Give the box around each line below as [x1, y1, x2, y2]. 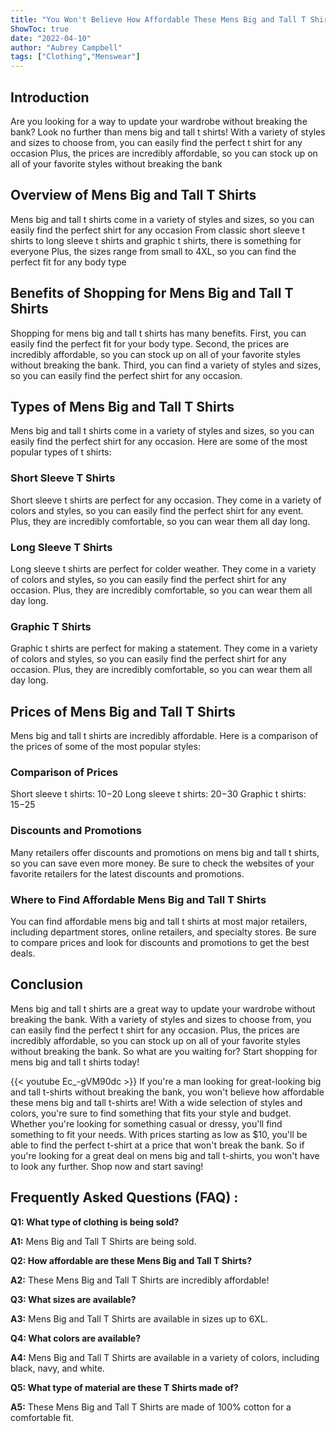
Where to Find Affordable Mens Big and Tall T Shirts [10, 892, 267, 906]
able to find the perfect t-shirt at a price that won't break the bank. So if [10, 1139, 305, 1151]
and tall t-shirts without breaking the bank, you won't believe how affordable [10, 1086, 325, 1098]
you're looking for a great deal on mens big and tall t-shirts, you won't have [10, 1149, 320, 1161]
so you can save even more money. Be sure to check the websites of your [10, 857, 315, 869]
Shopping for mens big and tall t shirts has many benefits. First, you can [10, 327, 307, 339]
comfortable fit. [10, 1411, 75, 1423]
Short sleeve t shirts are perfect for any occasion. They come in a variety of [10, 494, 322, 506]
